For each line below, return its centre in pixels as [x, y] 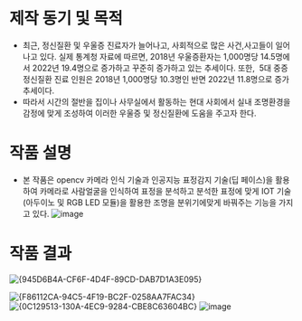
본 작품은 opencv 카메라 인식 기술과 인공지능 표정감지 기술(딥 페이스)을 [148, 179]
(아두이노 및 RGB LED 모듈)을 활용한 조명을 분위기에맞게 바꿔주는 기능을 [150, 202]
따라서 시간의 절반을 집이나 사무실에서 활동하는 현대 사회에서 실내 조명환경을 [156, 101]
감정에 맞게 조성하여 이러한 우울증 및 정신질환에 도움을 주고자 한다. [139, 113]
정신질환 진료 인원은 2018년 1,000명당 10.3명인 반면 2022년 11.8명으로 [147, 79]
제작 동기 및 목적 [66, 19]
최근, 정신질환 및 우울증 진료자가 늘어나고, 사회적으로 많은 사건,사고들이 [148, 45]
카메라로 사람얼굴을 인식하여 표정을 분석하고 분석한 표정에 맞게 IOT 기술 [165, 191]
